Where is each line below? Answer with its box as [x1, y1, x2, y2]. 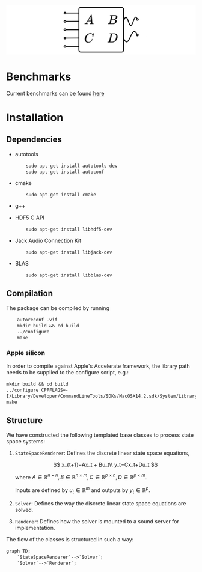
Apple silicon [6, 348, 46, 357]
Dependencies [6, 135, 62, 145]
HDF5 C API [14, 214, 45, 221]
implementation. [14, 524, 55, 531]
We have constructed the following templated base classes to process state [6, 431, 194, 439]
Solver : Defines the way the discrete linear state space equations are [14, 499, 186, 507]
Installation [6, 111, 64, 124]
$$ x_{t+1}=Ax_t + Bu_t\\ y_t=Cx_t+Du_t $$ [53, 461, 158, 468]
